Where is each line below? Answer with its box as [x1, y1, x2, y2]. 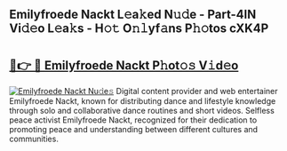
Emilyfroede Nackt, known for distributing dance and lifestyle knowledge [9, 96, 276, 106]
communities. [9, 133, 60, 144]
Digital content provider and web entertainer [116, 86, 278, 96]
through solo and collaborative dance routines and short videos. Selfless [9, 106, 275, 115]
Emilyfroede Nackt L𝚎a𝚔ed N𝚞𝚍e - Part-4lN [9, 7, 257, 22]
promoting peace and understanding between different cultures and [9, 124, 259, 134]
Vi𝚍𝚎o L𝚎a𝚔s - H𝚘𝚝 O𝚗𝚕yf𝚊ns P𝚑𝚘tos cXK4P [9, 21, 269, 36]
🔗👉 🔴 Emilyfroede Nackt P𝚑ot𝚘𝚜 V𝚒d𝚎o [9, 58, 239, 73]
